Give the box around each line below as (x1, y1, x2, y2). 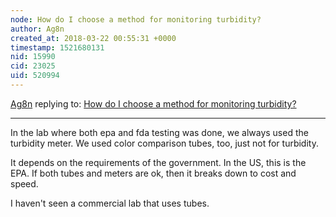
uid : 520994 (10, 71, 60, 81)
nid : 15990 (10, 52, 56, 62)
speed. (10, 177, 39, 190)
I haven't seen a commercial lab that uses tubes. (10, 197, 210, 209)
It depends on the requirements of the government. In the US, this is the (10, 156, 307, 168)
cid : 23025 (10, 61, 56, 71)
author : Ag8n (10, 24, 65, 34)
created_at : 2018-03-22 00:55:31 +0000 (10, 33, 177, 43)
